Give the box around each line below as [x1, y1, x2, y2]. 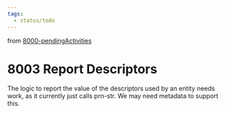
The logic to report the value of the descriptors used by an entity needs [7, 84, 215, 93]
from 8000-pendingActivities [7, 36, 92, 44]
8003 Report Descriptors [7, 61, 157, 77]
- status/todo [13, 17, 55, 24]
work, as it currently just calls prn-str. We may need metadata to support [7, 92, 219, 100]
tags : [7, 10, 23, 18]
